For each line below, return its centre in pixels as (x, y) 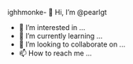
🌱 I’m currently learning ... (61, 36)
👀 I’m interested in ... (52, 27)
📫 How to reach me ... (55, 53)
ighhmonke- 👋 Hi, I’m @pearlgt (57, 12)
